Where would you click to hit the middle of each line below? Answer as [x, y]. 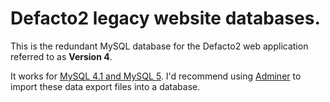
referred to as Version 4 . [61, 56]
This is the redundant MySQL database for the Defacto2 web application [159, 46]
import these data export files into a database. [105, 86]
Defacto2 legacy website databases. [165, 18]
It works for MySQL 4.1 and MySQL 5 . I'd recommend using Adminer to [156, 76]
